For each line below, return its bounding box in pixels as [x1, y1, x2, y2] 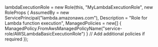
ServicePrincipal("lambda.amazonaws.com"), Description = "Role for [5, 15, 148, 20]
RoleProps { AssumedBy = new [5, 9, 69, 15]
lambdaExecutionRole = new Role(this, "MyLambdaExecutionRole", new [5, 4, 153, 10]
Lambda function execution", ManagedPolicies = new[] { [5, 20, 122, 26]
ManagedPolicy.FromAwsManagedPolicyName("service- [5, 25, 123, 31]
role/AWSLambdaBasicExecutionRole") [5, 31, 86, 36]
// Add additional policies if [89, 31, 145, 36]
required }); [5, 36, 29, 42]
